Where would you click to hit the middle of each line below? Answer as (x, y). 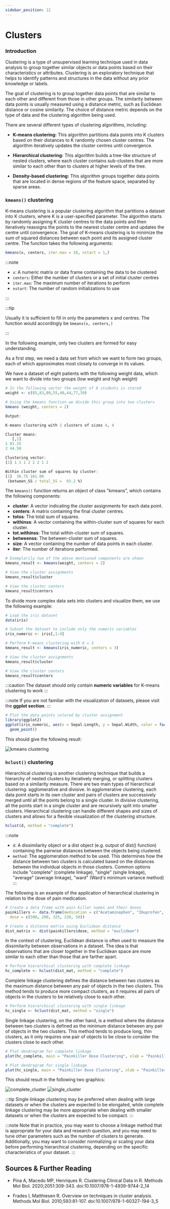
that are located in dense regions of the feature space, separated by (84, 181)
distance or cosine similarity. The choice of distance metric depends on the (84, 110)
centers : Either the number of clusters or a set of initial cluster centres (86, 278)
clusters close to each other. (35, 1042)
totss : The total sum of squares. (46, 517)
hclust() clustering (29, 762)
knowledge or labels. (27, 84)
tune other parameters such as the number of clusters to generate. (75, 1136)
